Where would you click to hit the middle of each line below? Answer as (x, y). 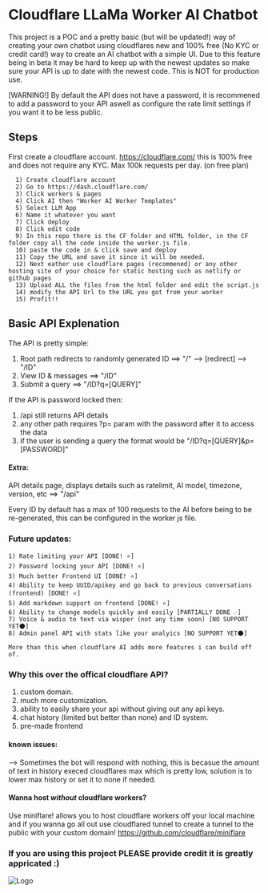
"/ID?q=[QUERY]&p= (220, 440)
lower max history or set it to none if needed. (82, 779)
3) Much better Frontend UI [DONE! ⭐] (73, 576)
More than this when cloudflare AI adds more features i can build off (130, 648)
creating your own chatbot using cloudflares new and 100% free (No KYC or (134, 45)
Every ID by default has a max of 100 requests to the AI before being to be (130, 509)
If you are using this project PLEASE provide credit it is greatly (131, 853)
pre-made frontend (52, 726)
